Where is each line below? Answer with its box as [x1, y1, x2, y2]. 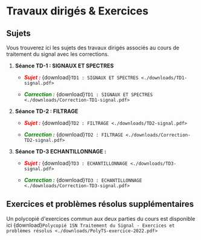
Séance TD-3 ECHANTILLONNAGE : [14, 148, 107, 155]
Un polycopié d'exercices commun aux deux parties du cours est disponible [6, 215, 196, 222]
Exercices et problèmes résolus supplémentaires [6, 199, 194, 209]
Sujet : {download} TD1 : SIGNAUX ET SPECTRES [24, 74, 139, 81]
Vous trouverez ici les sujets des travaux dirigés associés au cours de [6, 44, 180, 51]
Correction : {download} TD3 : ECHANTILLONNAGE [24, 176, 142, 183]
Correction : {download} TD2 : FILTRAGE [24, 131, 124, 138]
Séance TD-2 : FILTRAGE [14, 108, 78, 115]
